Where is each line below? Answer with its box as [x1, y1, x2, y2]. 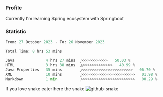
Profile [5, 4, 22, 11]
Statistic [5, 28, 26, 35]
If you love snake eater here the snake [5, 85, 85, 92]
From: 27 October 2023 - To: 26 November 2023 [5, 39, 105, 44]
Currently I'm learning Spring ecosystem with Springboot [5, 16, 124, 22]
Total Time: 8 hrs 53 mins [5, 48, 62, 54]
